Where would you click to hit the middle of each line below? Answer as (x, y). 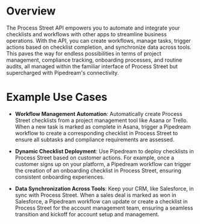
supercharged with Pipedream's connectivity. (63, 72)
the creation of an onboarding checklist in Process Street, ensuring (98, 170)
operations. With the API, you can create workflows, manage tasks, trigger (98, 40)
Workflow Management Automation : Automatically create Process (98, 114)
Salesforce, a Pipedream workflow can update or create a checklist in (101, 201)
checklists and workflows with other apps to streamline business (86, 34)
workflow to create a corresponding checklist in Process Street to (96, 133)
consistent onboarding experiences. (60, 177)
